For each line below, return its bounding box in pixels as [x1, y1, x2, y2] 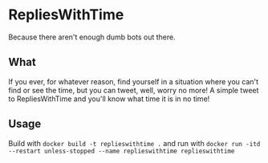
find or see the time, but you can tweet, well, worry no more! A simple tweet [8, 85, 259, 95]
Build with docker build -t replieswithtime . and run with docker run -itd [8, 138, 261, 148]
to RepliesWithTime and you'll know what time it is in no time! [8, 94, 210, 104]
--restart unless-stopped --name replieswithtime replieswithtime [8, 147, 235, 155]
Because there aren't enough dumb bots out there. [8, 32, 177, 42]
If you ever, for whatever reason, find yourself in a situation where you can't [8, 76, 259, 86]
